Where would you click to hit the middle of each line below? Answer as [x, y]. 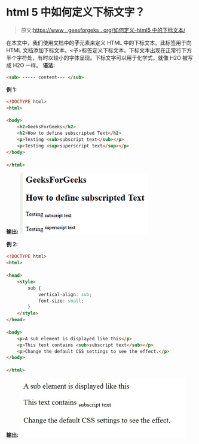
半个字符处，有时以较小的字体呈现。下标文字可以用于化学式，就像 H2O [94, 58]
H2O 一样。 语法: [34, 65]
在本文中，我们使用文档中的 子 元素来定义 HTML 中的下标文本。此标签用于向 [99, 43]
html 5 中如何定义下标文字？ [76, 12]
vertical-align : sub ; [65, 294]
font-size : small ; [61, 301]
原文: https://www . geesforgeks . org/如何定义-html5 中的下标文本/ [103, 30]
